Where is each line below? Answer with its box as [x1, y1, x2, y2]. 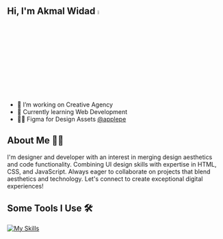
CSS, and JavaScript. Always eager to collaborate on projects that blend [7, 167, 211, 175]
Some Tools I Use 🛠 [7, 203, 93, 214]
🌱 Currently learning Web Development [16, 108, 128, 116]
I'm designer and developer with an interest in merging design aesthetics [7, 153, 213, 161]
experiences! [7, 182, 44, 190]
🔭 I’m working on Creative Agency [16, 100, 114, 109]
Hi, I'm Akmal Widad [7, 5, 96, 17]
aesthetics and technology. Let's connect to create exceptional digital [7, 174, 203, 183]
